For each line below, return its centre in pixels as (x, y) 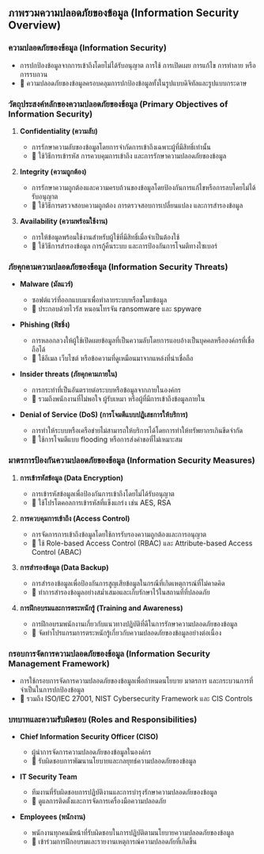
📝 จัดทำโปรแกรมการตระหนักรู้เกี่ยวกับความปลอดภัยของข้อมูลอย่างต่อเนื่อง (126, 632)
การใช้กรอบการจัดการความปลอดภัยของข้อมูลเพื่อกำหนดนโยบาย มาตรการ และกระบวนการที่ (136, 681)
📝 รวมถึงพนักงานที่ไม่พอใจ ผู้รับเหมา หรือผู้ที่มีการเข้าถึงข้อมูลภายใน (118, 399)
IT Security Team (48, 777)
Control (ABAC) (57, 552)
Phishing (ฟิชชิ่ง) (45, 325)
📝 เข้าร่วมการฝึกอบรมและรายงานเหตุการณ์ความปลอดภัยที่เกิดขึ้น (114, 841)
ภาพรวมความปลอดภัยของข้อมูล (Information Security (124, 13)
